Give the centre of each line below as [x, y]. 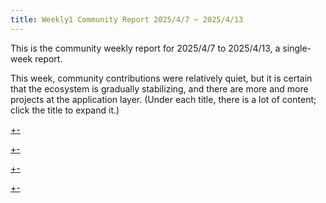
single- [297, 48]
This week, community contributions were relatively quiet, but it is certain [161, 78]
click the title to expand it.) [65, 110]
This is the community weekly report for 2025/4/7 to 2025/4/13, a [145, 48]
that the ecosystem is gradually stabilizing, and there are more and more [159, 88]
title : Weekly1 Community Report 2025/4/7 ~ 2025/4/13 [127, 19]
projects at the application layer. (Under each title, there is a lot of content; [163, 99]
